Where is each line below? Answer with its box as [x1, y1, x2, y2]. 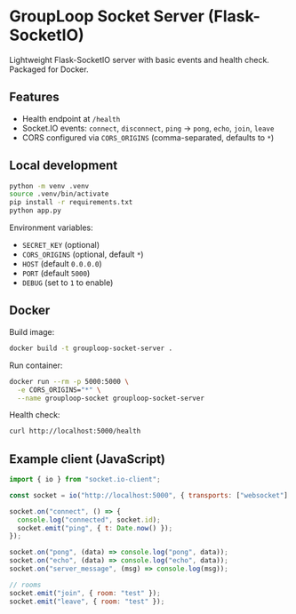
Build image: [9, 326, 55, 337]
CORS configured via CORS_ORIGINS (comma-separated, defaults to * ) [21, 132, 275, 143]
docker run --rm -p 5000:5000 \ [9, 377, 129, 386]
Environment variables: [9, 222, 93, 233]
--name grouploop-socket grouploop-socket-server [17, 394, 204, 403]
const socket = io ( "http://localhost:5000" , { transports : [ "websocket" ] [9, 490, 289, 499]
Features [9, 90, 60, 105]
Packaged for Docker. [9, 64, 89, 75]
